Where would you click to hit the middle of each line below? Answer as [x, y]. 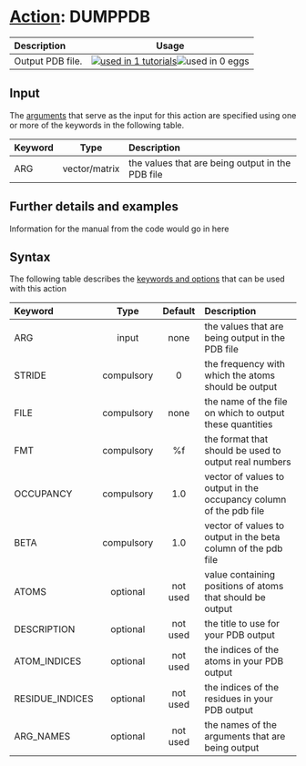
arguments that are [245, 737]
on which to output [245, 414]
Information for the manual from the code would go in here [119, 229]
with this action [38, 289]
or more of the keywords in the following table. [97, 125]
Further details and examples [94, 207]
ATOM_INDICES [48, 661]
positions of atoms [244, 587]
